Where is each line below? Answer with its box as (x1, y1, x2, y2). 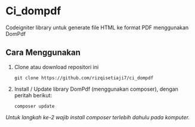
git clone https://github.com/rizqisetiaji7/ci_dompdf (14, 75, 154, 81)
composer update (14, 103, 55, 109)
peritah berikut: (14, 91, 52, 99)
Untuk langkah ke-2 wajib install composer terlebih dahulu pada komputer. (5, 113, 190, 120)
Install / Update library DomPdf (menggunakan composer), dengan (14, 85, 178, 92)
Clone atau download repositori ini (14, 63, 99, 70)
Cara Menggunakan (5, 48, 81, 58)
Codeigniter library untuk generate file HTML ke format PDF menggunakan (5, 24, 189, 31)
